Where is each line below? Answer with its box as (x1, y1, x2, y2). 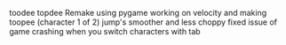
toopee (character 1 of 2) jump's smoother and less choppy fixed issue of (9, 17, 278, 27)
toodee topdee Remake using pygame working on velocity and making (9, 8, 267, 18)
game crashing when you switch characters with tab (9, 26, 202, 36)
